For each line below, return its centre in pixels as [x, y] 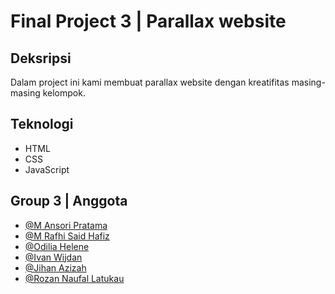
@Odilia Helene [57, 246]
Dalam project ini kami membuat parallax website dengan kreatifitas [150, 82]
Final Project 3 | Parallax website [148, 21]
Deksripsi [41, 58]
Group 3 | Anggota [69, 201]
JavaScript [47, 169]
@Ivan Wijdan [53, 257]
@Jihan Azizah [55, 267]
